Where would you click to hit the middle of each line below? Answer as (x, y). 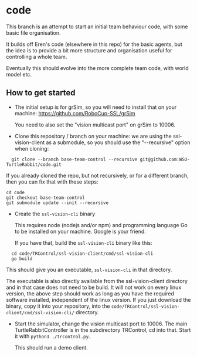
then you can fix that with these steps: (52, 182)
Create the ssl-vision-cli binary (55, 214)
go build (22, 259)
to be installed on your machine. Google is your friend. (80, 231)
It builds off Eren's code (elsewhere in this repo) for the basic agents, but (94, 44)
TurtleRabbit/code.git (34, 164)
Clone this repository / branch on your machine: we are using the (93, 136)
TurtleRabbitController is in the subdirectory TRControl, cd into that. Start (103, 330)
